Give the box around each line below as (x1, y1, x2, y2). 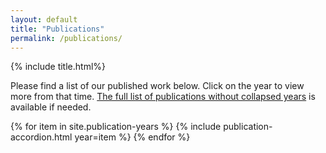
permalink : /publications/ (10, 33, 123, 43)
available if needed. (10, 101, 92, 113)
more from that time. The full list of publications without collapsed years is (10, 91, 316, 103)
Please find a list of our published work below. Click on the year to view (10, 80, 305, 92)
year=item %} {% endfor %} (74, 131, 191, 143)
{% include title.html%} (10, 61, 107, 73)
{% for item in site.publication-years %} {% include (10, 121, 222, 133)
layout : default (10, 14, 78, 25)
